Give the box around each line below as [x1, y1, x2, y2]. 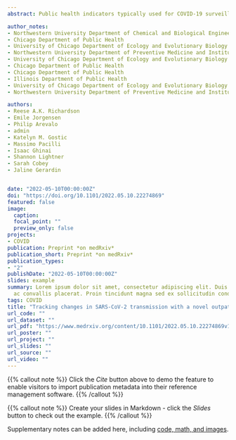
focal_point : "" [13, 218, 61, 225]
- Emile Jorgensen [7, 114, 61, 122]
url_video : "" [7, 356, 49, 363]
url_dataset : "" [7, 316, 55, 324]
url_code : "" [7, 310, 46, 317]
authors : [7, 101, 33, 108]
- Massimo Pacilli [7, 140, 61, 148]
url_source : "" [7, 349, 52, 356]
